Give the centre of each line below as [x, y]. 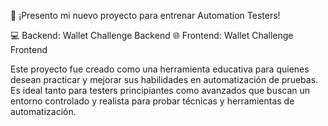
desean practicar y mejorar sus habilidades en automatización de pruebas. [164, 79]
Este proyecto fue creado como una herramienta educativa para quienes [160, 69]
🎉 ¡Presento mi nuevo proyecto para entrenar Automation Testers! [145, 15]
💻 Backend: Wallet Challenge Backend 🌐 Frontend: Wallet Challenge [152, 35]
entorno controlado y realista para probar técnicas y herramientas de [152, 101]
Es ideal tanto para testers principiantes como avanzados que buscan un [160, 90]
